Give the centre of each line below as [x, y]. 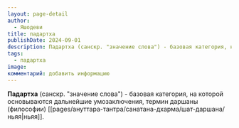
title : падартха [31, 34]
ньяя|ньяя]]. [26, 116]
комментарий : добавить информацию [59, 73]
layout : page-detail [38, 14]
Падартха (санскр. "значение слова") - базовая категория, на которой [116, 94]
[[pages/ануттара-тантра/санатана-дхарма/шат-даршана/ [136, 109]
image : [17, 67]
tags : [15, 54]
